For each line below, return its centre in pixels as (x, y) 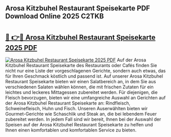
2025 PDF (21, 48)
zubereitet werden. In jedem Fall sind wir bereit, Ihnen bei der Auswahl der (83, 119)
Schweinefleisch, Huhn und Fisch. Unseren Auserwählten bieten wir (77, 108)
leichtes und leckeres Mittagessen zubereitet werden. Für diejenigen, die (81, 92)
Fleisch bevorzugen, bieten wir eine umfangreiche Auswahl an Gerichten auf (85, 98)
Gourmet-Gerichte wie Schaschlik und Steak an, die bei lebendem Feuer (81, 114)
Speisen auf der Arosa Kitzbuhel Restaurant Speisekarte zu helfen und (79, 125)
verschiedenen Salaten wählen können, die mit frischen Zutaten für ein (79, 87)
